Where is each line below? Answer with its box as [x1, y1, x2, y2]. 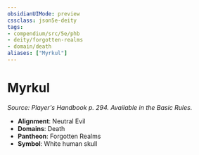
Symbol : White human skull [17, 139, 98, 148]
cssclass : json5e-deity [7, 17, 77, 24]
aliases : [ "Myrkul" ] [7, 50, 68, 57]
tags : [7, 23, 23, 30]
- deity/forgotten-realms [7, 37, 83, 44]
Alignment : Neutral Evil [17, 117, 86, 125]
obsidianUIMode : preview [7, 10, 80, 18]
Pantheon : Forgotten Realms [17, 132, 101, 140]
